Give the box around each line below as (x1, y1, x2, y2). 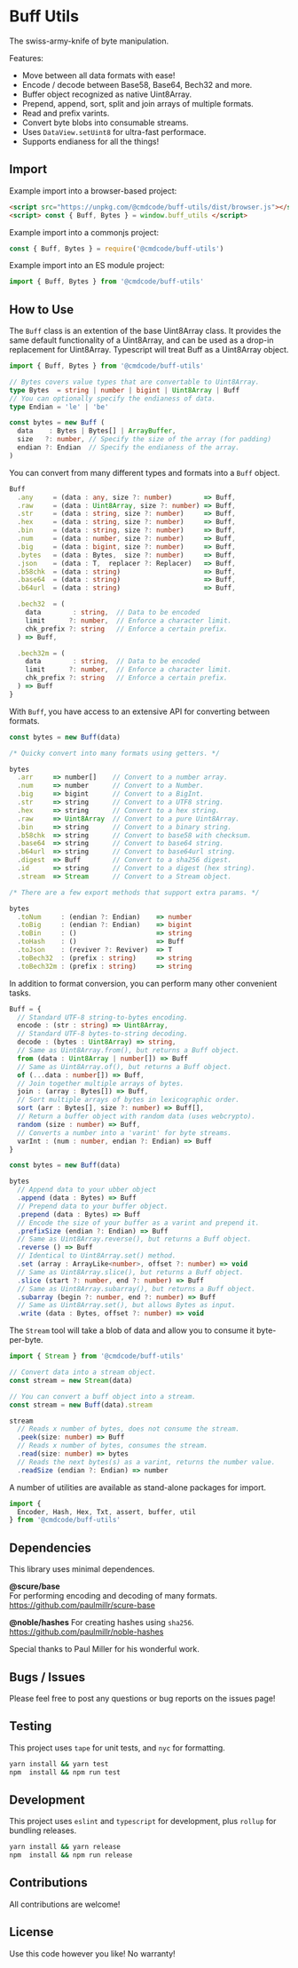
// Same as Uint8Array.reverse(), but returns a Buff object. (17, 1234, 252, 1244)
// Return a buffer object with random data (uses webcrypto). (17, 1112, 255, 1121)
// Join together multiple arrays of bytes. (17, 1079, 184, 1088)
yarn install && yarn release (9, 1843, 122, 1852)
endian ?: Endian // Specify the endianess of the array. (17, 443, 240, 452)
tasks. (9, 988, 32, 998)
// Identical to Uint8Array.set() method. (17, 1251, 176, 1260)
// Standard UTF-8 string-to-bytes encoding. (17, 1012, 189, 1022)
